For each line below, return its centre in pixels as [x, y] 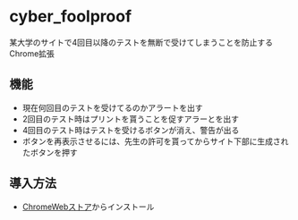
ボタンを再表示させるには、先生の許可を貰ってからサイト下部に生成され [155, 141]
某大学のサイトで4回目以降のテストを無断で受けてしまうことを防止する [141, 42]
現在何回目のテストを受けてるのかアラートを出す [112, 107]
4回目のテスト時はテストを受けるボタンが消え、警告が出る [131, 130]
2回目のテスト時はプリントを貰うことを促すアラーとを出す [131, 119]
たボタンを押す [50, 152]
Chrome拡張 [32, 53]
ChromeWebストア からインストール [88, 207]
